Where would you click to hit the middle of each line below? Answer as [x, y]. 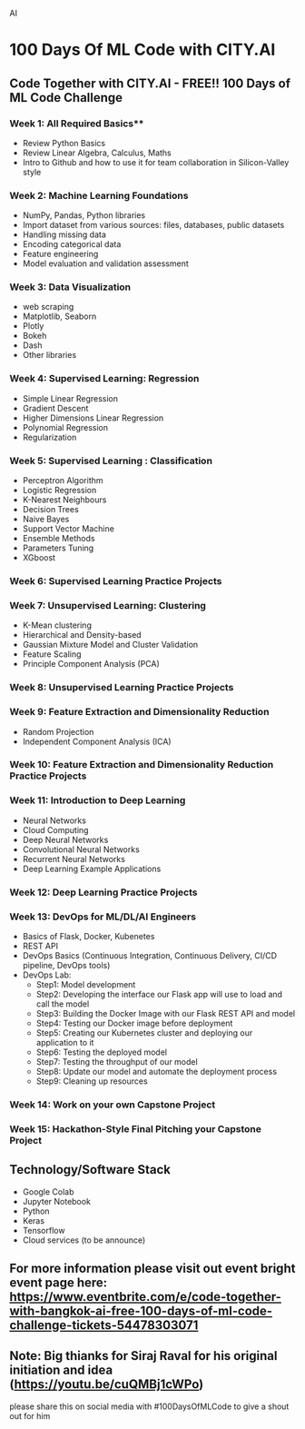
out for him [30, 1415]
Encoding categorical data [72, 244]
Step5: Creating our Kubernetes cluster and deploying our [144, 1032]
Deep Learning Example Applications [92, 868]
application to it [65, 1042]
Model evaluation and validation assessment [105, 263]
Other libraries [49, 355]
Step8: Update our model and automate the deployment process [157, 1071]
